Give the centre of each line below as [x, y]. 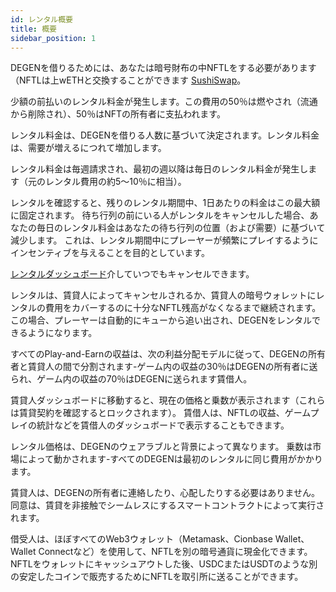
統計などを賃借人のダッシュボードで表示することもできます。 [163, 425]
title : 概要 [33, 29]
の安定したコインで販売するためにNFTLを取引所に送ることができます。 [157, 577]
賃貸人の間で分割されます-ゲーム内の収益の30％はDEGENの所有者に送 [172, 367]
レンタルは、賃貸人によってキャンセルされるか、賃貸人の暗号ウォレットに [163, 295]
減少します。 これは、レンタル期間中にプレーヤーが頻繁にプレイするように [164, 240]
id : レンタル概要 [42, 19]
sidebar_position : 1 [53, 38]
